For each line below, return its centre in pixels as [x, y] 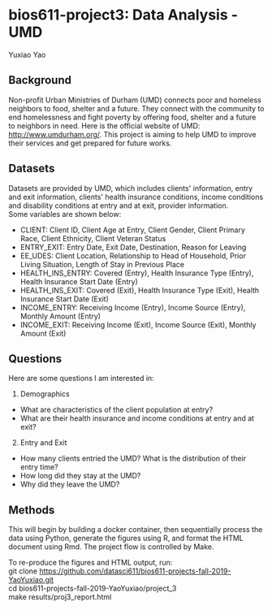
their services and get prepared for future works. [90, 143]
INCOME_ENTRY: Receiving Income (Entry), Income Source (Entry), [133, 307]
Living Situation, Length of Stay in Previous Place [102, 264]
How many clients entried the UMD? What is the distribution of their [133, 459]
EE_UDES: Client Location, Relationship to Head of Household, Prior [133, 255]
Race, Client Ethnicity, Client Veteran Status [93, 238]
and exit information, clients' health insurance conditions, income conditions [136, 197]
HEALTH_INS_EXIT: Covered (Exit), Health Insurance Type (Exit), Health [140, 290]
